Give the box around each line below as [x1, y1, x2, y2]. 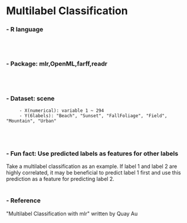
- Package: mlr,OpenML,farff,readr [6, 60, 108, 68]
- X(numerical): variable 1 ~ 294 [19, 108, 104, 114]
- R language [6, 25, 44, 34]
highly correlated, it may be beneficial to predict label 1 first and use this [6, 169, 181, 176]
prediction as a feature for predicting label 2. [6, 176, 114, 183]
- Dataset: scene [6, 94, 55, 102]
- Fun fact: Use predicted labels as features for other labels [6, 150, 179, 157]
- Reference [6, 196, 41, 205]
